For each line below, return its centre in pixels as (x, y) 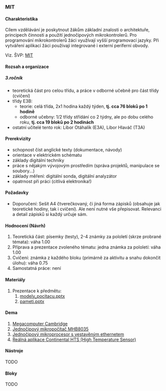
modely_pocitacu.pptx (42, 296)
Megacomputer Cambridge (40, 324)
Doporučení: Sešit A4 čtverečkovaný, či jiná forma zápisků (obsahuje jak (86, 204)
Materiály (15, 279)
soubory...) (23, 171)
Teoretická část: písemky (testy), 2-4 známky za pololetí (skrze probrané (87, 237)
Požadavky (17, 193)
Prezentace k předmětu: (37, 291)
